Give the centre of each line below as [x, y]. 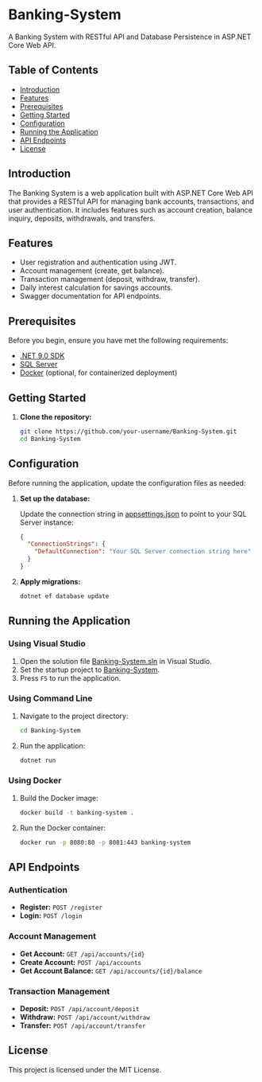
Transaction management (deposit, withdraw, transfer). [110, 279]
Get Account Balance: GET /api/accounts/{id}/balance [111, 971]
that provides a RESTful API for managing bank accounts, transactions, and [131, 201]
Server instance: [46, 522]
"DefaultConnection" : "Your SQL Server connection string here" [143, 552]
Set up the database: [55, 498]
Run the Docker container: [62, 828]
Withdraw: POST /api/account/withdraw [85, 1017]
